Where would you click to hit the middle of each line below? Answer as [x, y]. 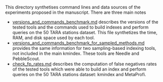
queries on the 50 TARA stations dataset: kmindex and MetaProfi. [79, 74]
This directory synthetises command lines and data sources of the [73, 7]
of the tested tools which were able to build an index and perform [79, 69]
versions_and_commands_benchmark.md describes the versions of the [85, 22]
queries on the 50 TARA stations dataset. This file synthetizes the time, [85, 32]
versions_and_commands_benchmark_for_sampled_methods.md [79, 43]
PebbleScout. [26, 59]
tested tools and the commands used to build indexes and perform [81, 27]
